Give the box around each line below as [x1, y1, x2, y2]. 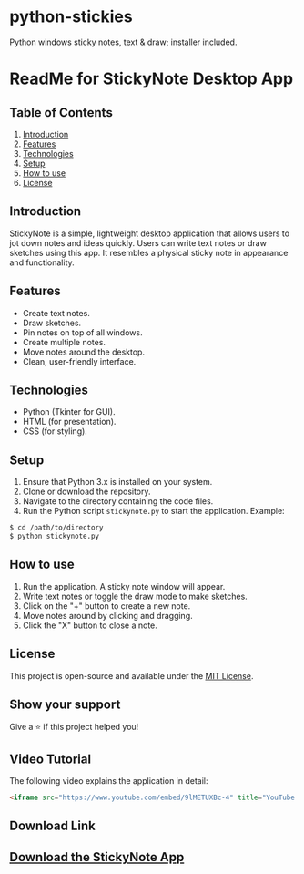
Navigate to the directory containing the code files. [22, 496, 214, 507]
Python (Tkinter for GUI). [22, 406, 116, 417]
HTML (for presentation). [22, 416, 117, 427]
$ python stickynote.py [9, 531, 100, 541]
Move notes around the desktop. [22, 346, 146, 357]
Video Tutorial [9, 751, 92, 766]
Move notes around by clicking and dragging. [22, 610, 193, 621]
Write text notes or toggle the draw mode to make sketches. [22, 591, 248, 602]
